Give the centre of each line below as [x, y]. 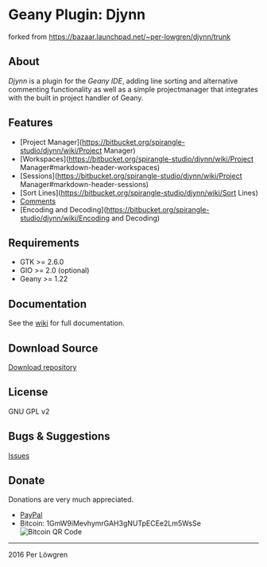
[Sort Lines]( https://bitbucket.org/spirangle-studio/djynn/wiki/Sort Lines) [139, 192]
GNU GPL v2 [29, 411]
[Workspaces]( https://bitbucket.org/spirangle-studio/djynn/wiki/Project [137, 159]
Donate [27, 481]
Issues [19, 456]
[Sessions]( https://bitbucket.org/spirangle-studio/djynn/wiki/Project [131, 176]
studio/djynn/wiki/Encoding [64, 218]
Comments [38, 201]
